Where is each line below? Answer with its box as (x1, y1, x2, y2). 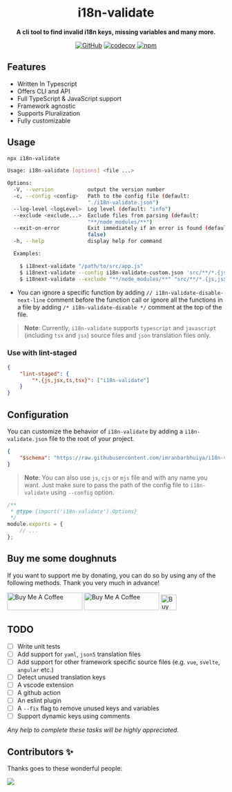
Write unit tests (17, 642, 61, 650)
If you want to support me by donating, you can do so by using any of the (7, 571, 216, 579)
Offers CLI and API (17, 87, 70, 95)
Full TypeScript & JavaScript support (17, 94, 122, 102)
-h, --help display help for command (13, 237, 162, 245)
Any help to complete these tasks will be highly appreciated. (7, 726, 180, 735)
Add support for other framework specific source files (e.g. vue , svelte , (17, 658, 220, 666)
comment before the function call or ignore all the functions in (47, 296, 223, 304)
